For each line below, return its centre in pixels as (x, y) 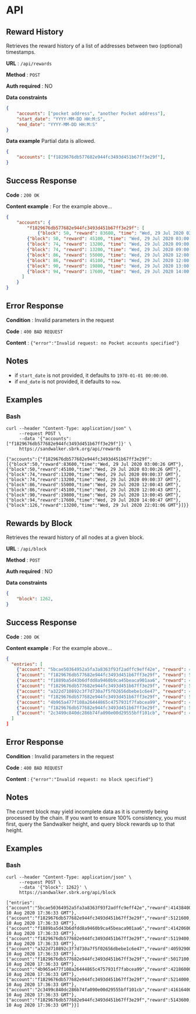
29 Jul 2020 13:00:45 (137, 495)
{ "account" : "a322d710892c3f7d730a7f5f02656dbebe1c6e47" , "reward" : (101, 691)
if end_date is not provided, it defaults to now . (68, 381)
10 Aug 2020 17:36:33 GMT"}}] (43, 1005)
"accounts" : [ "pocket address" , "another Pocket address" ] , (91, 114)
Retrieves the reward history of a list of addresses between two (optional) (94, 46)
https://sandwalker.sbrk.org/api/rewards (70, 449)
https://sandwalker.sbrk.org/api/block (67, 893)
